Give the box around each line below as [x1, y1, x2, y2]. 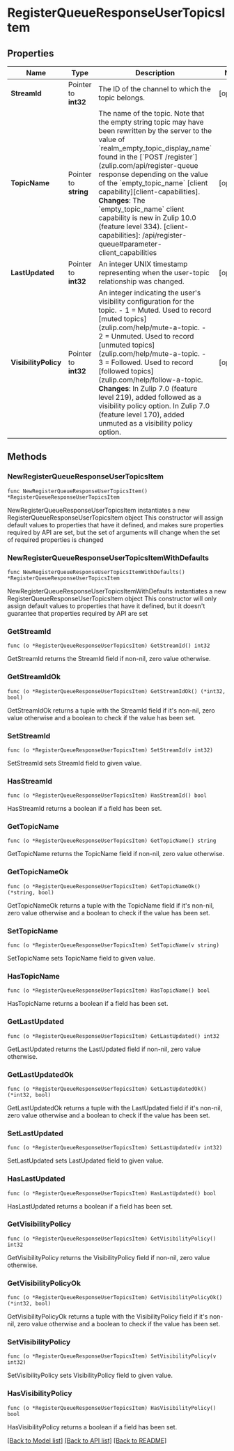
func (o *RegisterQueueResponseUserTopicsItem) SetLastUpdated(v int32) [7, 1144, 223, 1151]
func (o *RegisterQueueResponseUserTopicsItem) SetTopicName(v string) [7, 942, 219, 949]
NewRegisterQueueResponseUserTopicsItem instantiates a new [7, 506, 190, 514]
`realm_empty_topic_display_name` [98, 143, 212, 153]
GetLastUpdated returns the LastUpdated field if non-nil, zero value [7, 1045, 201, 1053]
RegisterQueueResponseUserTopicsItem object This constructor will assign [7, 513, 224, 522]
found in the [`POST [98, 152, 164, 162]
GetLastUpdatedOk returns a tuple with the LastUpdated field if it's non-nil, [7, 1103, 223, 1112]
